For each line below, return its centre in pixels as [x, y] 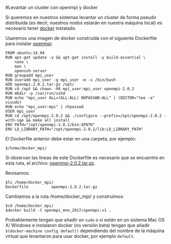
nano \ [22, 62]
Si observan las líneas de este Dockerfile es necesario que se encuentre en [85, 158]
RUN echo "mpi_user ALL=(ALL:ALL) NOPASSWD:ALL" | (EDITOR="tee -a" [80, 98]
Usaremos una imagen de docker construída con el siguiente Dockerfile [81, 38]
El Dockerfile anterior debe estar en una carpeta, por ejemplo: [71, 139]
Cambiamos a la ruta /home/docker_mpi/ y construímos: [65, 196]
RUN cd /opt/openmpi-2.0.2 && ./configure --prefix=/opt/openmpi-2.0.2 [83, 116]
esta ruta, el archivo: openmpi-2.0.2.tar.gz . [51, 163]
